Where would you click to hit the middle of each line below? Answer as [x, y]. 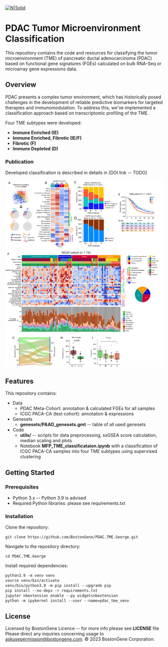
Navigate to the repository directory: [43, 547]
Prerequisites [22, 487]
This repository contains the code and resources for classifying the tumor [81, 52]
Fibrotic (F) [24, 143]
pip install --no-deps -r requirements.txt [52, 591]
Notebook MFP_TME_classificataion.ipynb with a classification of [89, 446]
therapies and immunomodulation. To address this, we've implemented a [80, 107]
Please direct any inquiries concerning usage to [55, 634]
